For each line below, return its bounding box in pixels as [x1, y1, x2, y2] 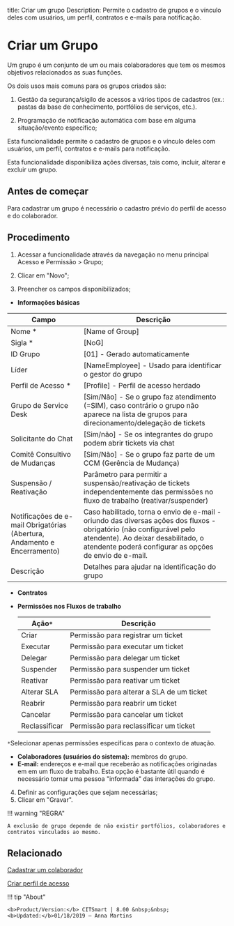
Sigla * [10, 337, 33, 347]
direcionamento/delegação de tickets [83, 418, 205, 427]
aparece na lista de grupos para [83, 409, 188, 419]
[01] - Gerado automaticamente [83, 349, 190, 358]
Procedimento [7, 231, 70, 243]
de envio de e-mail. [83, 550, 148, 560]
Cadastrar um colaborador [7, 866, 84, 874]
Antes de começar [7, 185, 89, 197]
